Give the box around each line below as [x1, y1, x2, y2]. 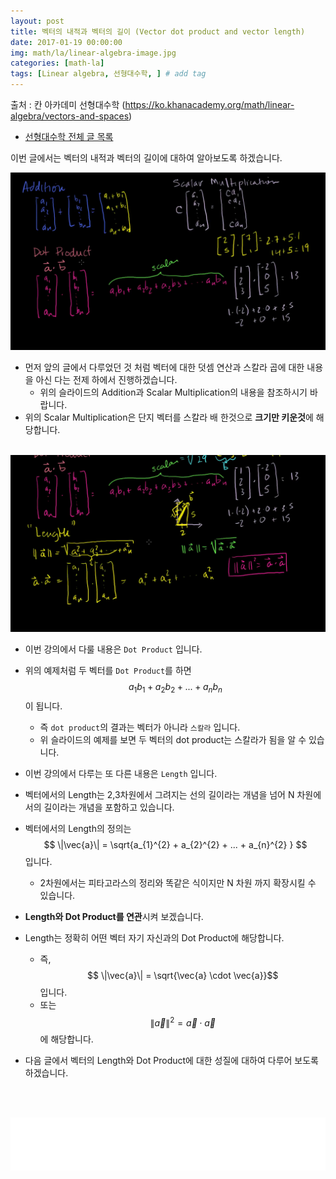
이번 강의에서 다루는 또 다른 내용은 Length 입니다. [24, 767, 218, 779]
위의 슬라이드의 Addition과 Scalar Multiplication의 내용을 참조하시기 [39, 386, 308, 398]
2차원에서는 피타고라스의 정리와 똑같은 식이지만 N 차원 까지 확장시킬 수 [39, 876, 317, 889]
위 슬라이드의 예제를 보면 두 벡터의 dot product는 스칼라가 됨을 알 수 [39, 733, 307, 745]
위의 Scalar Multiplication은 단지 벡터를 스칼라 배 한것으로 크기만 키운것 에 [24, 411, 314, 423]
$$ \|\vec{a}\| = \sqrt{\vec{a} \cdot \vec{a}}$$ [87, 969, 279, 981]
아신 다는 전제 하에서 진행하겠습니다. [35, 373, 178, 385]
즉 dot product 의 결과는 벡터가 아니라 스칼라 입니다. [39, 721, 241, 733]
